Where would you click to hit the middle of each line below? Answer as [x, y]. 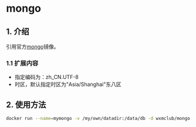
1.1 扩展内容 [22, 63]
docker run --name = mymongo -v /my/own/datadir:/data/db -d [80, 119]
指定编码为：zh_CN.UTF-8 [47, 77]
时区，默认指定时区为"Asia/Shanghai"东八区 [68, 84]
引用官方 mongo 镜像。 [33, 47]
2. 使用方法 [26, 104]
